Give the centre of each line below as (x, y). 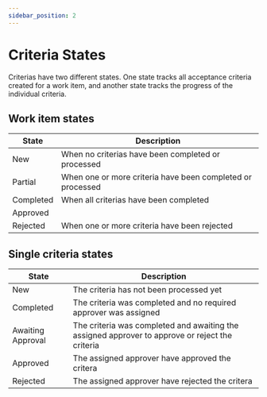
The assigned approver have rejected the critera (163, 381)
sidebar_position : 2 (43, 15)
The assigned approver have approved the (152, 358)
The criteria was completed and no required (155, 303)
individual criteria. (38, 94)
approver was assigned (116, 313)
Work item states (51, 119)
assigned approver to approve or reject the (153, 336)
